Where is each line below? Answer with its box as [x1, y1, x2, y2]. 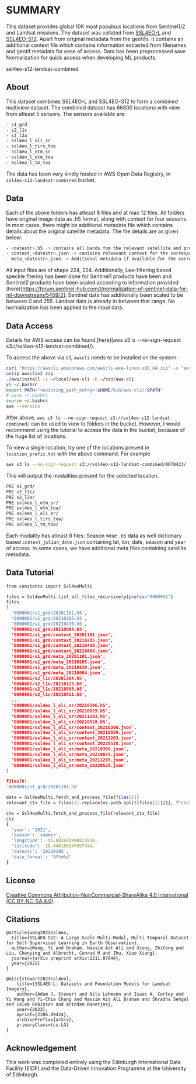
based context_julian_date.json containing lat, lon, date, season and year [6, 538, 185, 545]
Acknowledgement [6, 1043, 77, 1053]
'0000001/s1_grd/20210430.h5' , [11, 621, 87, 627]
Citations [6, 914, 40, 924]
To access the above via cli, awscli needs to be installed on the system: [6, 354, 178, 361]
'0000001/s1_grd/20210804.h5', [11, 626, 87, 632]
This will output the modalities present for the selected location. [6, 472, 159, 479]
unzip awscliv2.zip [6, 371, 54, 376]
